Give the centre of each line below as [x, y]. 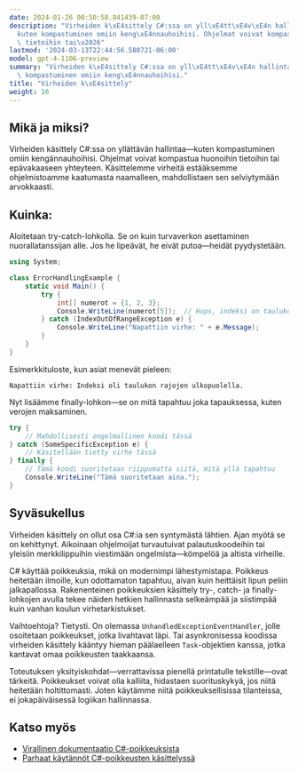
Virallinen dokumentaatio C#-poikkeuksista [101, 749]
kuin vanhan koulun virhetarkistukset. [78, 609]
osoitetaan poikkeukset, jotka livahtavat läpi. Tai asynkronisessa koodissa [143, 635]
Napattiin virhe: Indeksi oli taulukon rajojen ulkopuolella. [126, 386]
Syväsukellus [47, 513]
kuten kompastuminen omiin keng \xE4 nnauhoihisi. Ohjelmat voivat [141, 34]
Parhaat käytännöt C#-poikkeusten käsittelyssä [109, 758]
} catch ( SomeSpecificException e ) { [79, 444]
